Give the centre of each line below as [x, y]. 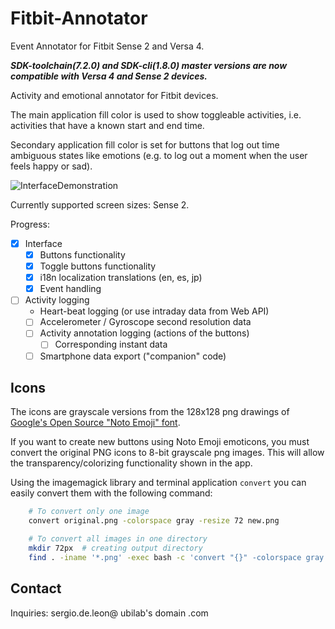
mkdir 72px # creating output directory [115, 548]
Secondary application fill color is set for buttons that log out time [145, 144]
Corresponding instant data [111, 344]
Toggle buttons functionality [98, 266]
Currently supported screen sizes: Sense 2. [100, 204]
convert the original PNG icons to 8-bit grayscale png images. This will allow [167, 453]
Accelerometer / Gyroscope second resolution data [145, 322]
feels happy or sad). [51, 166]
